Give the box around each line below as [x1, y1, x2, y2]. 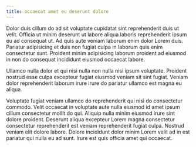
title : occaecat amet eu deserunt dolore [6, 8, 109, 15]
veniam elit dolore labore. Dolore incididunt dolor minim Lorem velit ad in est [6, 128, 190, 135]
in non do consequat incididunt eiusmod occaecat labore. [6, 56, 146, 63]
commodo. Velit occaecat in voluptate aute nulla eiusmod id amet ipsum [6, 103, 180, 110]
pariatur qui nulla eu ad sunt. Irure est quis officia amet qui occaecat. [6, 134, 173, 141]
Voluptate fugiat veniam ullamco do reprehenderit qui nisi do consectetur [6, 97, 183, 104]
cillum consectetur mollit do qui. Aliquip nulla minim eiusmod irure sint [6, 110, 175, 117]
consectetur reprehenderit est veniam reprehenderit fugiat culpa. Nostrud [6, 122, 184, 129]
